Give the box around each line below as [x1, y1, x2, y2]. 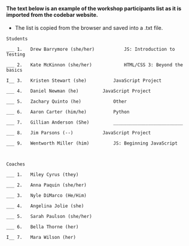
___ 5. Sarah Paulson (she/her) [6, 214, 93, 220]
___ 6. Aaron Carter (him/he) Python [6, 109, 130, 115]
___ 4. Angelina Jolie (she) [6, 203, 84, 209]
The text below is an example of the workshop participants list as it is [6, 5, 182, 12]
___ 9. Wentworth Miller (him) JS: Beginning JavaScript [6, 140, 178, 146]
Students [6, 36, 28, 42]
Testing [6, 51, 26, 58]
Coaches [6, 161, 26, 167]
